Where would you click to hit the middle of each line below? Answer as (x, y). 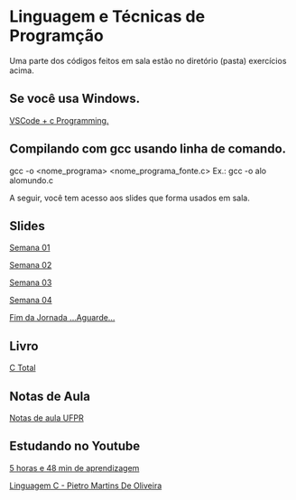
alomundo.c (32, 180)
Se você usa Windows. (75, 99)
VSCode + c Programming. (59, 120)
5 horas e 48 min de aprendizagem (74, 468)
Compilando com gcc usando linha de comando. (148, 149)
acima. (22, 70)
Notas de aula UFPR (46, 418)
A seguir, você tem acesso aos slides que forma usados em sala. (130, 198)
